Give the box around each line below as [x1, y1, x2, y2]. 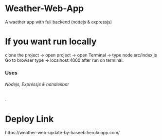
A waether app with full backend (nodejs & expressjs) [5, 19, 112, 25]
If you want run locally [5, 36, 97, 47]
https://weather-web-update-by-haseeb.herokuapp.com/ [5, 129, 120, 135]
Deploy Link [5, 114, 54, 124]
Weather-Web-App [5, 3, 84, 14]
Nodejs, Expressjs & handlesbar [5, 81, 70, 87]
